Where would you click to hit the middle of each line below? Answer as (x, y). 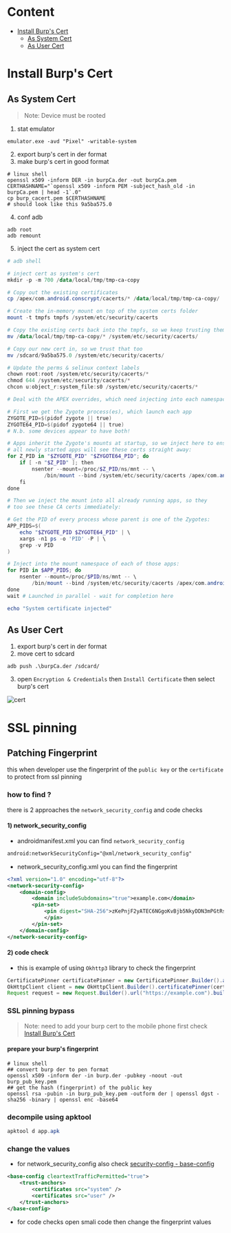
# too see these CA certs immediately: (64, 507)
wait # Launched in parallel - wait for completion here (90, 596)
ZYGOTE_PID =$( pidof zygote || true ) (59, 418)
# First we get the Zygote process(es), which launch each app (100, 412)
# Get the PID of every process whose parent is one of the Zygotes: (109, 520)
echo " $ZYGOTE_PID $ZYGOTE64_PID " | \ (75, 532)
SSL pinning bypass (41, 1011)
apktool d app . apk (33, 1131)
